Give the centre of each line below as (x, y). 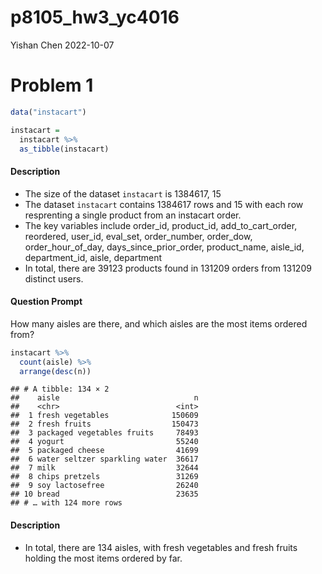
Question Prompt (46, 302)
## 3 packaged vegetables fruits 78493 (104, 433)
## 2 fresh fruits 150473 (104, 424)
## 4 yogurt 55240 (104, 442)
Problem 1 (52, 85)
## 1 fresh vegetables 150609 (104, 416)
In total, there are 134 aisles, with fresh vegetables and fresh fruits (161, 547)
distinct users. (54, 278)
